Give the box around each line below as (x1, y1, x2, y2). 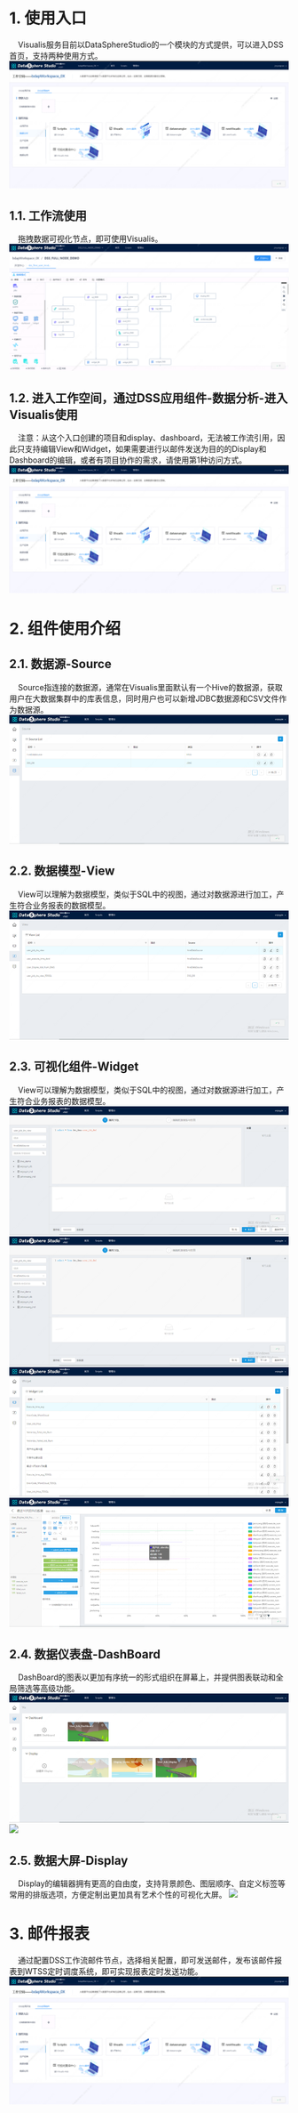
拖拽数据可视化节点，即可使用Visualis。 (17, 233, 163, 245)
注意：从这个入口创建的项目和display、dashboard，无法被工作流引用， (17, 432, 278, 443)
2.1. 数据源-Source (9, 657, 113, 672)
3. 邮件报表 (9, 1923, 90, 1944)
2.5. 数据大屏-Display (9, 1852, 129, 1868)
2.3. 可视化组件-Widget (9, 1060, 139, 1075)
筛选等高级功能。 (16, 1683, 80, 1694)
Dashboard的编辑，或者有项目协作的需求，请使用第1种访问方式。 (9, 455, 247, 465)
